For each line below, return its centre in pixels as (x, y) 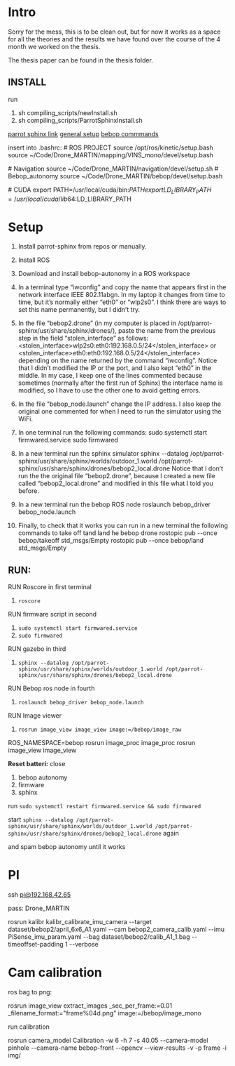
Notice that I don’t (197, 468)
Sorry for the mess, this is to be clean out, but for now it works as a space (114, 32)
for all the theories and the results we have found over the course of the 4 (114, 39)
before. (28, 491)
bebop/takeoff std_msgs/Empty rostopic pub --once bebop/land (111, 541)
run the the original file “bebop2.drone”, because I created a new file (117, 476)
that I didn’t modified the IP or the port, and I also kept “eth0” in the (115, 368)
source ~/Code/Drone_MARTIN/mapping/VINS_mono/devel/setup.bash (111, 154)
